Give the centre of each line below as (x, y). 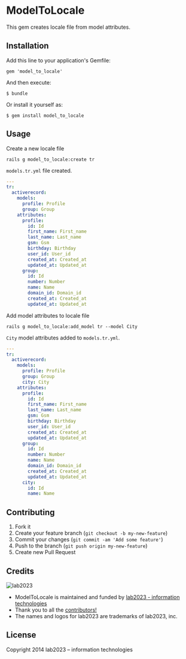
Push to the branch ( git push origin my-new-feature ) (81, 546)
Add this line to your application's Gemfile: (58, 60)
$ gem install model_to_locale (45, 115)
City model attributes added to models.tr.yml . (63, 338)
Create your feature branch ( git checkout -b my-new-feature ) (91, 533)
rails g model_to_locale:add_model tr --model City (72, 327)
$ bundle (17, 94)
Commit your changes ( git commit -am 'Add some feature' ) (89, 540)
